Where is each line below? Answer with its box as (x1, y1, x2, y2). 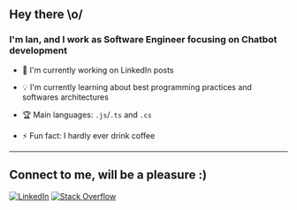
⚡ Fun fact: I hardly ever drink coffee (21, 130, 156, 140)
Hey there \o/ (9, 7, 83, 22)
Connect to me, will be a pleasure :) (9, 168, 208, 183)
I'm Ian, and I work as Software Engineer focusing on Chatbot (9, 34, 278, 46)
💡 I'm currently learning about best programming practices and (21, 81, 252, 92)
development (9, 44, 68, 56)
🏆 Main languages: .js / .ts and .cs (21, 109, 152, 120)
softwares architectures (21, 92, 109, 102)
